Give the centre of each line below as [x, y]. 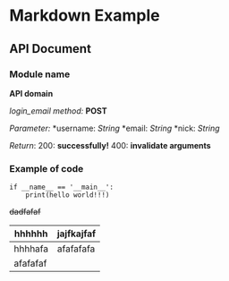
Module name [40, 74]
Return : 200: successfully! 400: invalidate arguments [110, 145]
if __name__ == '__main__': [62, 187]
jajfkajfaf [76, 234]
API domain [31, 93]
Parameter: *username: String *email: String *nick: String [115, 128]
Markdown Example [85, 16]
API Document [51, 49]
